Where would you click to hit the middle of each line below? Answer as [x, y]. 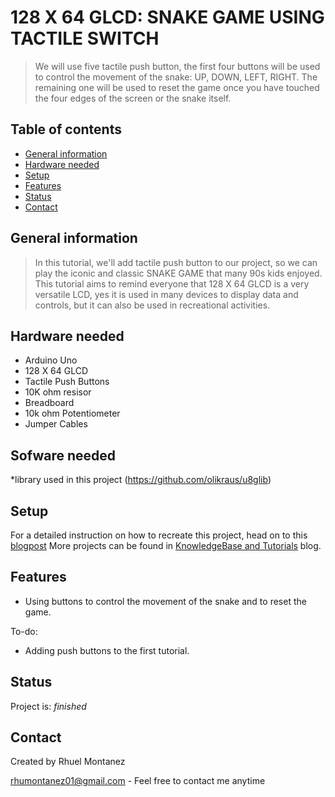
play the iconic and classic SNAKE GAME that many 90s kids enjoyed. [178, 273]
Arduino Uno [51, 360]
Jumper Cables [56, 424]
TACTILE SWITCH [85, 38]
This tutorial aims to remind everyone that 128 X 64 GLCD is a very [172, 283]
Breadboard [49, 403]
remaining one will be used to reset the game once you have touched [177, 87]
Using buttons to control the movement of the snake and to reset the [165, 601]
